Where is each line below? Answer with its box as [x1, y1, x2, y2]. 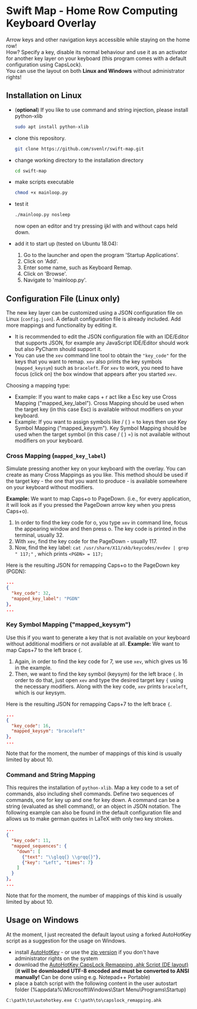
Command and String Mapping [6, 770, 96, 779]
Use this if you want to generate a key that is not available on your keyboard [6, 634, 190, 641]
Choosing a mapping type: [6, 382, 71, 389]
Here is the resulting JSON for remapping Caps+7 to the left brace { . [6, 700, 172, 707]
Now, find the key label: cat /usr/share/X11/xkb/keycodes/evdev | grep [14, 544, 189, 551]
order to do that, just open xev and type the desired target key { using [14, 676, 183, 683]
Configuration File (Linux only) [6, 293, 121, 303]
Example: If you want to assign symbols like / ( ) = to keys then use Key [14, 418, 187, 425]
